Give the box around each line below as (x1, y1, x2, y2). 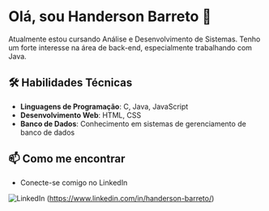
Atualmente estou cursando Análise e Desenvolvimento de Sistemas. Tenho (8, 34, 261, 44)
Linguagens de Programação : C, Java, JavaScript (19, 101, 189, 111)
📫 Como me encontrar (8, 152, 126, 166)
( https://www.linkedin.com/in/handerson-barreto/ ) (46, 193, 215, 203)
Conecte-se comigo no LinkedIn (19, 178, 128, 187)
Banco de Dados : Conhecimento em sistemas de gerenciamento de (19, 118, 247, 128)
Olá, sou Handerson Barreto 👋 (8, 7, 212, 26)
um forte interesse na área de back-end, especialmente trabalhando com (8, 42, 253, 52)
